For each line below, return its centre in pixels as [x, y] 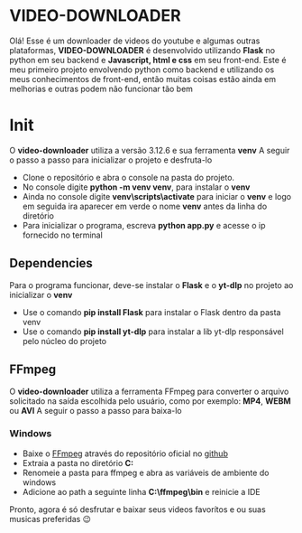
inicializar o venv [41, 295]
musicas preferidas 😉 [50, 519]
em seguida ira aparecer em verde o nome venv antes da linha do [145, 206]
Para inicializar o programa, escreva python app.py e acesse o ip [144, 225]
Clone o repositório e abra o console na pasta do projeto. [128, 177]
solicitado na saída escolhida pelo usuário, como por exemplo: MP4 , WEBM [150, 401]
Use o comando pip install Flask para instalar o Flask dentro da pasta [151, 312]
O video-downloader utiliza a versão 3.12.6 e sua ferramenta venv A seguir [150, 150]
